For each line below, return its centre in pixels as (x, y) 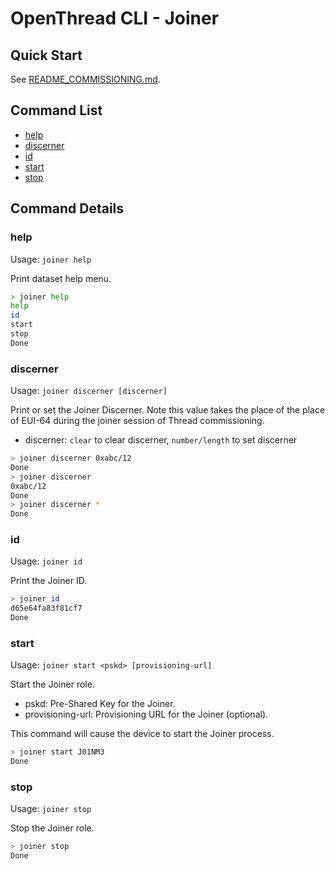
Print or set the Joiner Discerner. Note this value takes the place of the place (168, 410)
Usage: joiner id (46, 561)
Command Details (67, 208)
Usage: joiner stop (51, 809)
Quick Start (46, 55)
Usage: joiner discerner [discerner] (89, 391)
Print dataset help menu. (61, 278)
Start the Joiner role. (52, 684)
